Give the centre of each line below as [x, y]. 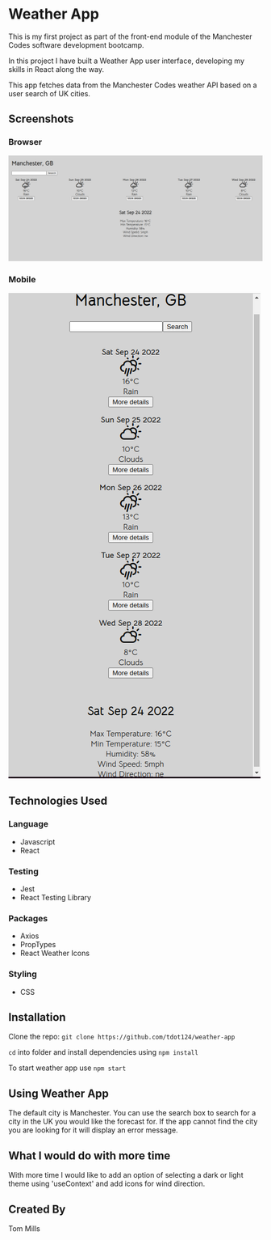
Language [29, 824]
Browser [25, 142]
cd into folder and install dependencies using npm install [104, 1052]
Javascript [38, 841]
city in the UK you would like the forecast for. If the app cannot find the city [133, 1122]
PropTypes [38, 945]
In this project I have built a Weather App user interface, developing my [126, 61]
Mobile [22, 279]
